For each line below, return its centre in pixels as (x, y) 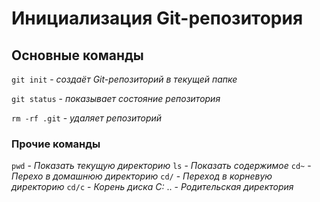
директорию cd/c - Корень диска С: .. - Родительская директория (152, 187)
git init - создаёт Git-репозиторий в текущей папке (124, 79)
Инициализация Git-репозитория (157, 18)
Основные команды (77, 55)
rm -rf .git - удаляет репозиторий (87, 118)
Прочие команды (56, 144)
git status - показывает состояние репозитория (116, 98)
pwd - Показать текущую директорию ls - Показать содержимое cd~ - (161, 166)
